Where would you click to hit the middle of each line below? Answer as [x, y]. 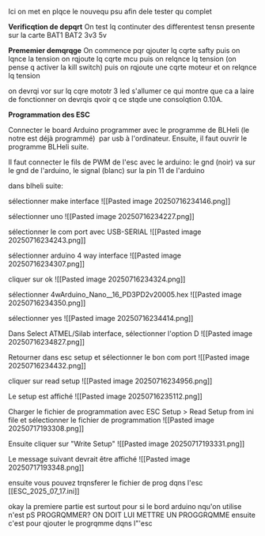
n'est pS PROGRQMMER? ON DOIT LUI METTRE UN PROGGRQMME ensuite [132, 515]
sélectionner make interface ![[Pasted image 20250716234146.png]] [119, 201]
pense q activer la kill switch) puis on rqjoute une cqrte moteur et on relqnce [132, 67]
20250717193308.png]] [46, 428]
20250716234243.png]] [47, 240]
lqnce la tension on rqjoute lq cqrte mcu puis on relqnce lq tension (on [123, 59]
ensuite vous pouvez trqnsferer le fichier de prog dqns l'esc [106, 483]
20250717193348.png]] [46, 467]
